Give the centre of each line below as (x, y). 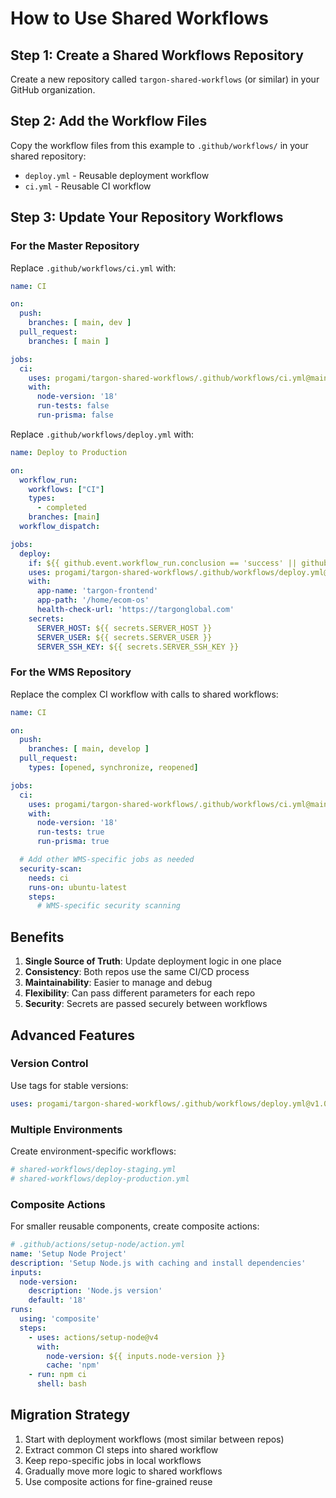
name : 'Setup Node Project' (69, 1253)
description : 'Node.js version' (95, 1291)
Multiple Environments (66, 1129)
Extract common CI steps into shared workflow (121, 1449)
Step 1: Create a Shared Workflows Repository (157, 55)
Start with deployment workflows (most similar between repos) (154, 1439)
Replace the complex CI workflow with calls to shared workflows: (144, 694)
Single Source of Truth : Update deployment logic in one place (153, 961)
